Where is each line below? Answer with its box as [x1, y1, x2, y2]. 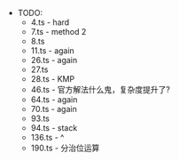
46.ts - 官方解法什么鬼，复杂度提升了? [30, 85, 171, 94]
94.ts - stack [30, 123, 78, 133]
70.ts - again [30, 104, 77, 114]
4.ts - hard [30, 17, 70, 28]
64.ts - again [30, 94, 78, 105]
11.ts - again [30, 45, 75, 56]
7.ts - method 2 [30, 27, 87, 36]
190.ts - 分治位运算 [30, 142, 100, 153]
